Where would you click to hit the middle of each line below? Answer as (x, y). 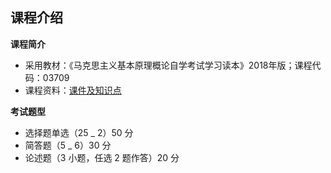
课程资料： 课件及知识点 (73, 90)
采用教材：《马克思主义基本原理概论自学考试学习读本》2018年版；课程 (168, 65)
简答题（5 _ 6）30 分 (68, 145)
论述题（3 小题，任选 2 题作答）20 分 (102, 157)
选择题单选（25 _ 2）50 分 (79, 132)
